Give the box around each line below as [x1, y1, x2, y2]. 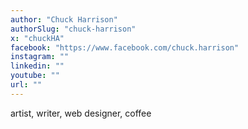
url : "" [10, 80, 43, 90]
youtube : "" [10, 71, 60, 81]
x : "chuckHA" [10, 33, 65, 43]
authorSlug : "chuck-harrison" [10, 24, 137, 34]
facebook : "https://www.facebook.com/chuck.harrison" [10, 42, 240, 53]
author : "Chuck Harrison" [10, 14, 118, 25]
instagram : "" [10, 52, 70, 62]
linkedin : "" [10, 61, 65, 71]
